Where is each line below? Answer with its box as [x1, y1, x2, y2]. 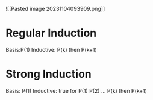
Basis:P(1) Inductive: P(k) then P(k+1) [5, 46, 97, 53]
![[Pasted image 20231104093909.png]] [5, 5, 105, 12]
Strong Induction [5, 67, 92, 81]
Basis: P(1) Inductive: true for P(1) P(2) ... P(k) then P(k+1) [5, 87, 147, 94]
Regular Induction [5, 27, 97, 40]
